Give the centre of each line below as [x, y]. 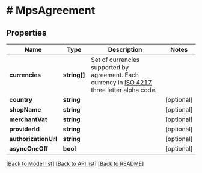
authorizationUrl [33, 139]
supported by [110, 67]
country [21, 100]
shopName [25, 109]
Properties [26, 33]
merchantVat [28, 119]
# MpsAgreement [51, 11]
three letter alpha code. [124, 90]
